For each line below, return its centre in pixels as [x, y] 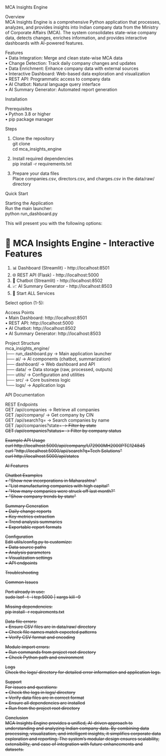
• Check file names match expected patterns [51, 632]
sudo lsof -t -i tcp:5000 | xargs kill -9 [43, 597]
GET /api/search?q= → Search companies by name [57, 420]
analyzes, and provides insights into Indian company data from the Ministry [82, 27]
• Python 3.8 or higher [28, 114]
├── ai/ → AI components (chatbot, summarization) [58, 359]
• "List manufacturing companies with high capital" [57, 486]
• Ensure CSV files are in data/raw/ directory [51, 627]
